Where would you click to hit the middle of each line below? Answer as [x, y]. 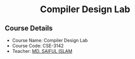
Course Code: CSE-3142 [38, 46]
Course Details [29, 28]
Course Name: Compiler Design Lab [50, 40]
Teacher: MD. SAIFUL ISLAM [42, 51]
